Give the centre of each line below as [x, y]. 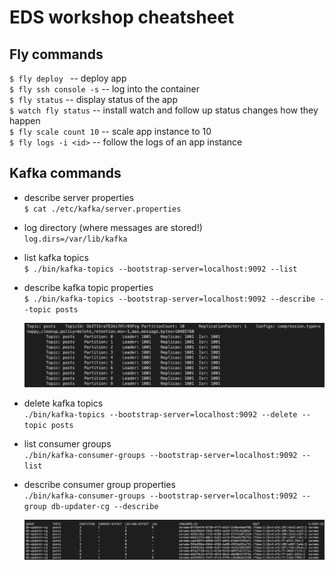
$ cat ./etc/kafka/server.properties [102, 209]
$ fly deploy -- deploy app [68, 78]
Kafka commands [65, 173]
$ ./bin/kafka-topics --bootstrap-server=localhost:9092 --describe [169, 299]
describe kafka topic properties [88, 287]
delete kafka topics [63, 403]
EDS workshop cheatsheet [122, 17]
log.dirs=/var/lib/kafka [75, 239]
